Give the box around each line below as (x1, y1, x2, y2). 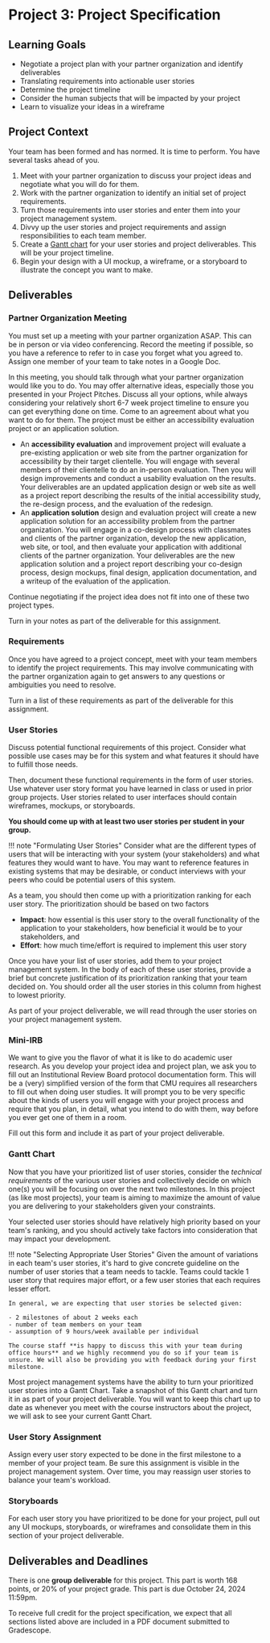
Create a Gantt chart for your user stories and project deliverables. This (19, 239, 257, 249)
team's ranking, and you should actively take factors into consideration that (8, 1225, 258, 1234)
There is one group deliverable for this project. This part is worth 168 (8, 1575, 238, 1585)
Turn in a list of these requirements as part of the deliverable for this (8, 695, 234, 705)
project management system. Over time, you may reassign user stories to (8, 1467, 252, 1476)
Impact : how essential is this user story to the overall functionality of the (19, 915, 260, 924)
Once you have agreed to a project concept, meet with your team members (8, 654, 257, 664)
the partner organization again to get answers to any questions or (8, 671, 225, 681)
